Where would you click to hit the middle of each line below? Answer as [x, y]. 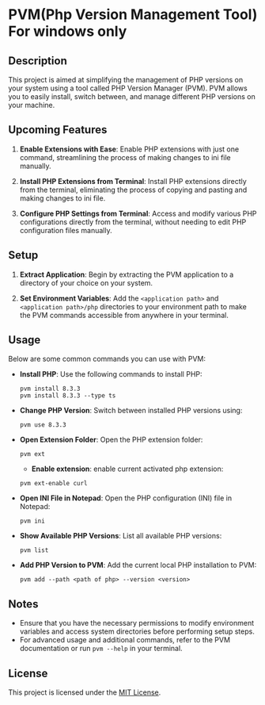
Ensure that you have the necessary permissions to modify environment [137, 623]
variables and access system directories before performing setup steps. [137, 631]
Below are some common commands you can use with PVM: [107, 359]
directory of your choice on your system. [86, 282]
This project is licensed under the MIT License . [85, 692]
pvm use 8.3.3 [43, 425]
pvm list [34, 550]
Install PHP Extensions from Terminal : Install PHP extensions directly [133, 181]
